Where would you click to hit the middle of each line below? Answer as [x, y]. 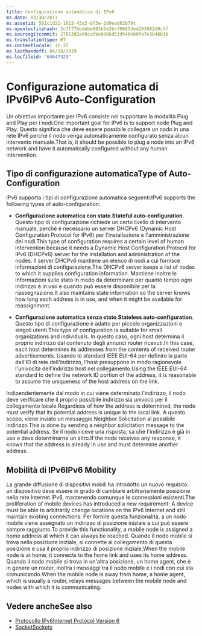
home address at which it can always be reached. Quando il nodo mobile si [99, 536]
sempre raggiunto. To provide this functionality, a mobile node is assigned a [99, 530]
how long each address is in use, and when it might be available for [99, 299]
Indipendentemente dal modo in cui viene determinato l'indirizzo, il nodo [96, 393]
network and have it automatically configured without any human [87, 148]
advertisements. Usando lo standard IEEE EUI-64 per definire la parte [101, 356]
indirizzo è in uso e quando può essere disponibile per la [85, 286]
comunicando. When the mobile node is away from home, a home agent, [96, 574]
